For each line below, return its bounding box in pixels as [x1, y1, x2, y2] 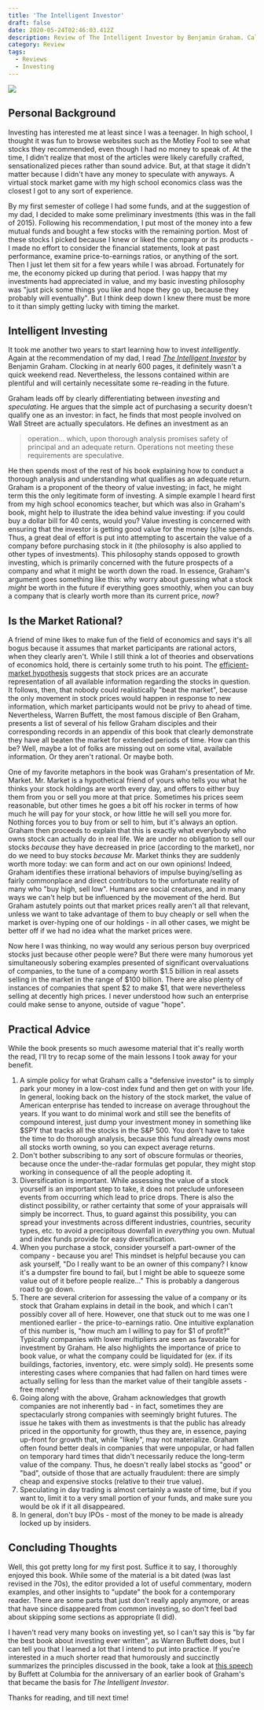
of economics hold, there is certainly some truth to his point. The [8, 660, 218, 669]
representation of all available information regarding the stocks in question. [8, 677, 251, 687]
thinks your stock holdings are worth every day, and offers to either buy [8, 784, 240, 794]
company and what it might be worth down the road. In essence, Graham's [8, 566, 250, 576]
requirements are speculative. [27, 451, 124, 460]
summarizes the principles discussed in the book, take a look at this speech [8, 1660, 254, 1670]
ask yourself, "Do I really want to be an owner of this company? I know [19, 1259, 248, 1269]
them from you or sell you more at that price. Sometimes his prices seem [8, 792, 244, 802]
